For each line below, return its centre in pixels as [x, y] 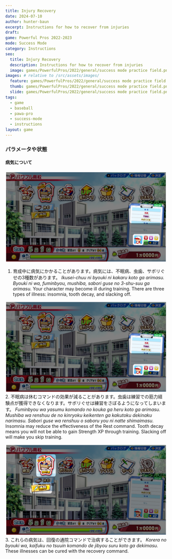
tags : [11, 97]
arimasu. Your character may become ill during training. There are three [89, 289]
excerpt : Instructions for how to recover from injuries [67, 27]
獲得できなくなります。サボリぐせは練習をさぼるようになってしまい [90, 403]
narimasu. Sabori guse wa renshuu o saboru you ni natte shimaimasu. [80, 421]
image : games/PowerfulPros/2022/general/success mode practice [79, 70]
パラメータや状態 [26, 149]
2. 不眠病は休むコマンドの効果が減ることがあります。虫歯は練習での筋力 [82, 397]
